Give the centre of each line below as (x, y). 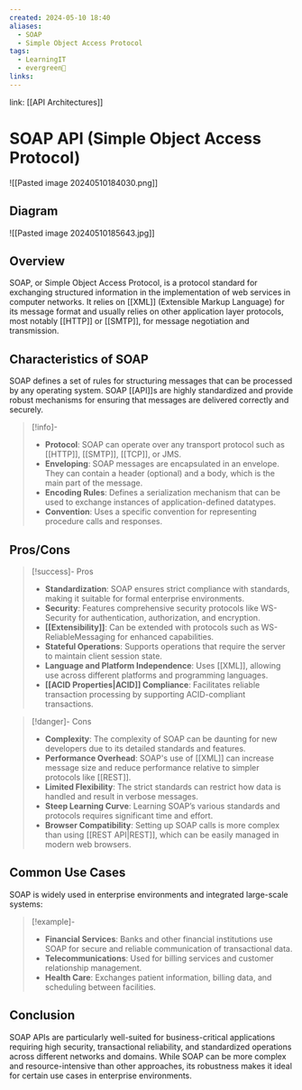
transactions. (69, 704)
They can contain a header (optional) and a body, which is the (160, 474)
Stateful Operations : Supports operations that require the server (165, 646)
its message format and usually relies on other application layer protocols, (146, 311)
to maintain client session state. (103, 656)
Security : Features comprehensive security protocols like (151, 608)
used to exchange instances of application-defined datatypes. (160, 503)
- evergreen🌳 (42, 69)
